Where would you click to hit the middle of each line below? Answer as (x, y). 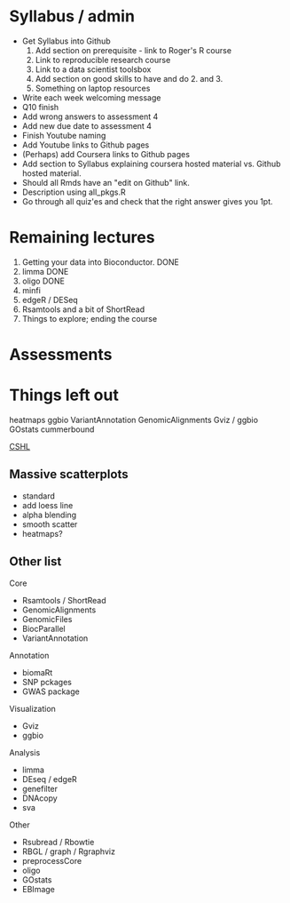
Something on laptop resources (93, 88)
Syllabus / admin (72, 16)
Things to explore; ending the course (90, 318)
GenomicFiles (47, 619)
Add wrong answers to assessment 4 (90, 116)
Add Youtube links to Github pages (86, 145)
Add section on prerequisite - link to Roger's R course (133, 50)
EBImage (39, 889)
